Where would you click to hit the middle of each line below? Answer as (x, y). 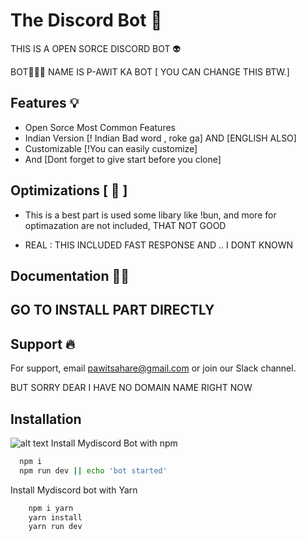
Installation (46, 419)
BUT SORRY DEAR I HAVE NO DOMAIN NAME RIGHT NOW (131, 388)
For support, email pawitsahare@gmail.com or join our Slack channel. (153, 368)
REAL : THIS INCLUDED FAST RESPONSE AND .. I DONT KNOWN (159, 245)
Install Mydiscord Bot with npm (114, 443)
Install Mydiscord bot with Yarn (74, 490)
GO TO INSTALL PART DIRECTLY (112, 310)
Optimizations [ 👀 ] (69, 190)
